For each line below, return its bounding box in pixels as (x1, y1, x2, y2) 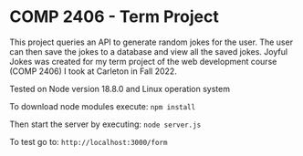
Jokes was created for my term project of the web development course (9, 56, 277, 67)
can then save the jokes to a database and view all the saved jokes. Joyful (9, 46, 288, 57)
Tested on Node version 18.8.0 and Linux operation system (9, 83, 231, 94)
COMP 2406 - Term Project (9, 6, 219, 27)
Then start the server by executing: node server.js (9, 119, 202, 130)
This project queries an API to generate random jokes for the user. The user (9, 36, 294, 47)
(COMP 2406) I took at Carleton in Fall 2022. (9, 66, 178, 77)
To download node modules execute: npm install (9, 100, 196, 111)
